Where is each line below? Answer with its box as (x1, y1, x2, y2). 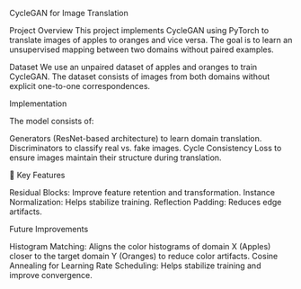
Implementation (9, 98, 67, 109)
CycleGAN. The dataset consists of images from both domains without (9, 71, 270, 82)
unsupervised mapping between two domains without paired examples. (9, 44, 274, 55)
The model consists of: (9, 116, 94, 126)
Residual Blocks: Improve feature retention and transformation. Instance (9, 187, 276, 197)
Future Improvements (9, 224, 89, 234)
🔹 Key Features (9, 170, 66, 180)
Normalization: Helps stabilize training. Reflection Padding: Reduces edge (9, 197, 282, 207)
